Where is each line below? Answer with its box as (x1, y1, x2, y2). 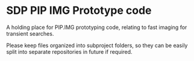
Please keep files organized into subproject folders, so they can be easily (6, 42, 188, 49)
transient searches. (6, 30, 54, 37)
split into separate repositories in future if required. (6, 48, 133, 55)
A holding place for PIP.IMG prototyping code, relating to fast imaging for (6, 24, 187, 31)
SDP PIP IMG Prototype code (6, 4, 152, 18)
